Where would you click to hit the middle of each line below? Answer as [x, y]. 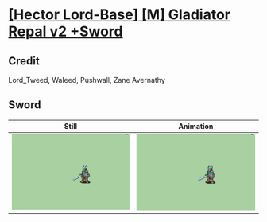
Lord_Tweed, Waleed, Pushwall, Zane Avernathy [87, 80]
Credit [24, 61]
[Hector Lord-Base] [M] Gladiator [119, 15]
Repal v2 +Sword [66, 31]
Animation [196, 127]
